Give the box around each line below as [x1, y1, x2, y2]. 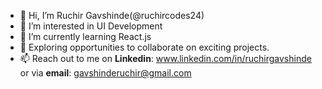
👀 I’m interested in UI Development [19, 20, 163, 32]
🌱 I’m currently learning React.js [19, 31, 152, 42]
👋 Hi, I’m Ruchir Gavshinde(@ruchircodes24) [19, 10, 205, 21]
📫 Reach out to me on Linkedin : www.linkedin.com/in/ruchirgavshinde [19, 53, 312, 64]
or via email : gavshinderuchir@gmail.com [19, 67, 192, 79]
